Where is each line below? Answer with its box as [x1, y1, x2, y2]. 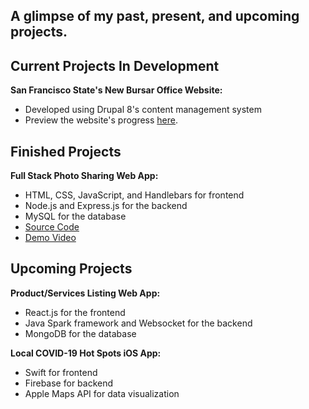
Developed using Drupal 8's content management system [24, 104, 262, 116]
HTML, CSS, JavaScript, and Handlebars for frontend [24, 189, 245, 201]
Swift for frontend [24, 366, 98, 378]
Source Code [24, 221, 80, 233]
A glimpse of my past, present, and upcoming [10, 8, 300, 25]
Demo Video [24, 232, 77, 244]
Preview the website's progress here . [24, 114, 179, 126]
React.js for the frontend [24, 306, 126, 318]
